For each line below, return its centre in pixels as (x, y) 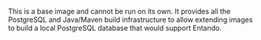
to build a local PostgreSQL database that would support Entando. (115, 28)
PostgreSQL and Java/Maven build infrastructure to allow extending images (130, 20)
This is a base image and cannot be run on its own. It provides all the (119, 11)
